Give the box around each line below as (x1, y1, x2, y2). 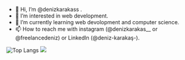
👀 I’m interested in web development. (15, 12, 108, 19)
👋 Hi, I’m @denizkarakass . (15, 6, 82, 13)
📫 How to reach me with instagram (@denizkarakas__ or (15, 25, 158, 33)
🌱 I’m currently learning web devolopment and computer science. (15, 19, 180, 25)
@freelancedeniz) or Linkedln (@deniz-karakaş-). (15, 34, 140, 41)
